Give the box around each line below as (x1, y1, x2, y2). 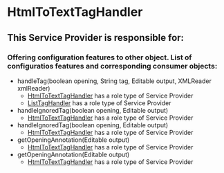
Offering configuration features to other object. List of (7, 53, 192, 62)
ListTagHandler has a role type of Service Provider (27, 98, 171, 107)
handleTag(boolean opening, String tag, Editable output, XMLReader (17, 77, 212, 85)
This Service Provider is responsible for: (7, 32, 185, 44)
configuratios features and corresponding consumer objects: (7, 61, 218, 71)
